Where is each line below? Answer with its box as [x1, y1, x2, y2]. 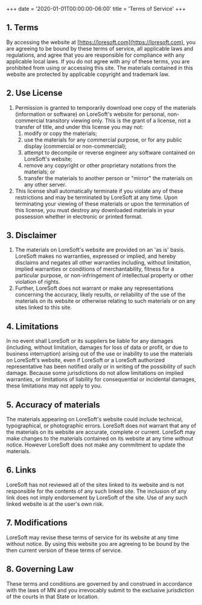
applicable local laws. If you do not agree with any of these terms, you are [6, 57, 190, 65]
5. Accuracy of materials [6, 400, 101, 410]
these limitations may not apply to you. [6, 382, 103, 389]
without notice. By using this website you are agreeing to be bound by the [6, 540, 190, 547]
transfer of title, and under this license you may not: [14, 123, 144, 130]
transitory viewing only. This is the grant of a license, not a [45, 117, 191, 124]
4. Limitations [6, 321, 59, 331]
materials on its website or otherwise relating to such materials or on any [14, 298, 196, 305]
